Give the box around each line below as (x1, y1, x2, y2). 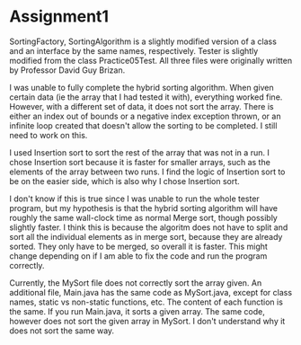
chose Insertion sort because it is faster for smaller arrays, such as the (9, 156, 271, 167)
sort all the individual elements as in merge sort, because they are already (9, 231, 283, 242)
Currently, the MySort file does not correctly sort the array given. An (9, 277, 262, 288)
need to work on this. (9, 129, 88, 140)
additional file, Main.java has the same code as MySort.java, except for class (9, 287, 293, 297)
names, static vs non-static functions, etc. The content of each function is (9, 296, 283, 307)
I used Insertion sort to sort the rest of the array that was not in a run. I (9, 146, 270, 158)
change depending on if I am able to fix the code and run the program (9, 250, 268, 261)
